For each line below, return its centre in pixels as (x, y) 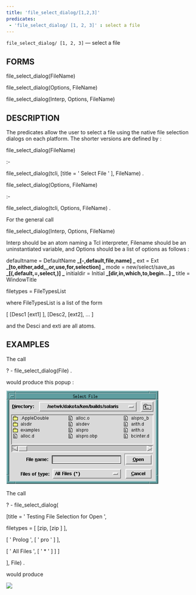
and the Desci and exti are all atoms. (51, 326)
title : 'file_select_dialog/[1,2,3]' (53, 13)
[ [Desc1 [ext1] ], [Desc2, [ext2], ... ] (50, 314)
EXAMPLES (28, 345)
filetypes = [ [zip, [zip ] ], (37, 528)
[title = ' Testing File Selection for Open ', (56, 516)
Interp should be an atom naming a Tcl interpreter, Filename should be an (96, 243)
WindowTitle (22, 280)
